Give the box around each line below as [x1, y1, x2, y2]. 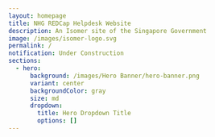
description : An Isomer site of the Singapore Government [8, 27, 207, 35]
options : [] [37, 117, 78, 125]
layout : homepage [8, 11, 67, 20]
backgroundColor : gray [29, 86, 106, 95]
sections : [8, 57, 42, 65]
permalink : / [8, 42, 52, 50]
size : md [29, 94, 60, 102]
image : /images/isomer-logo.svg [8, 34, 117, 43]
